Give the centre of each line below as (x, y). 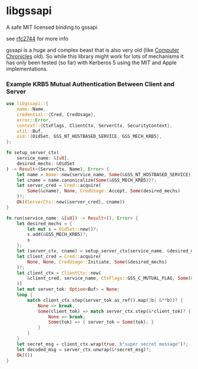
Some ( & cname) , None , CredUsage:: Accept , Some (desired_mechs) (104, 191)
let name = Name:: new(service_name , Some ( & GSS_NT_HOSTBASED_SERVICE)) (105, 174)
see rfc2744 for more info (37, 38)
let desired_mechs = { (44, 223)
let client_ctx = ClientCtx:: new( (59, 273)
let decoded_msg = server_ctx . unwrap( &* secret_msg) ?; (84, 350)
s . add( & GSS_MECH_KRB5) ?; (58, 235)
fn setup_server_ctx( (33, 153)
